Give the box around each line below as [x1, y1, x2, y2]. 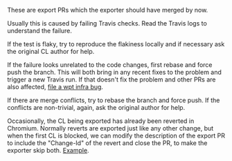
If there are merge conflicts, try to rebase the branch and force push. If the [7, 96, 220, 104]
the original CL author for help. [7, 48, 95, 55]
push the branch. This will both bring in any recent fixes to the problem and [7, 68, 222, 76]
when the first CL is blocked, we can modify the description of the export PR [7, 131, 226, 140]
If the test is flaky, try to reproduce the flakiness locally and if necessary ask [7, 40, 225, 48]
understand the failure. [7, 27, 73, 35]
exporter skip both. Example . [7, 146, 89, 154]
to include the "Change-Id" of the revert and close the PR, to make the [7, 139, 208, 147]
